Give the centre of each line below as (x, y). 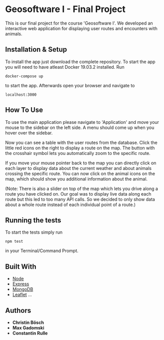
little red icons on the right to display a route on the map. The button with (80, 148)
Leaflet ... (22, 295)
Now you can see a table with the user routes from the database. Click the (82, 142)
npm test (14, 242)
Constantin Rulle (30, 333)
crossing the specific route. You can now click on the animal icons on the (80, 174)
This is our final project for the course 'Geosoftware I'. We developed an (79, 23)
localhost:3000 (21, 95)
